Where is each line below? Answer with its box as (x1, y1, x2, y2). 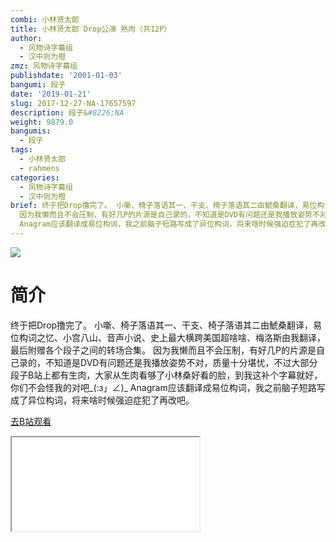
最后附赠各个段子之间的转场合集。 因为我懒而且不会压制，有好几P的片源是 (10, 344, 317, 356)
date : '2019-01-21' (10, 89, 92, 99)
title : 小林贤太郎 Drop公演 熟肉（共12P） (10, 24, 172, 34)
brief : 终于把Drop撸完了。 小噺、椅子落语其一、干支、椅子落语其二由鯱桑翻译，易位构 (10, 201, 325, 211)
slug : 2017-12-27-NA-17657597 (10, 98, 137, 108)
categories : (10, 172, 60, 183)
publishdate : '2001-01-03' (10, 71, 123, 81)
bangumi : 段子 (10, 80, 67, 90)
